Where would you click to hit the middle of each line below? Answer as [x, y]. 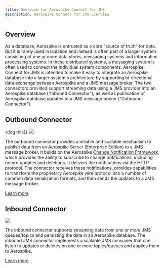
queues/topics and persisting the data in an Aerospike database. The [75, 235]
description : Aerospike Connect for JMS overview [57, 14]
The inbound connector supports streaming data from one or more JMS [78, 230]
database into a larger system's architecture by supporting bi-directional [79, 78]
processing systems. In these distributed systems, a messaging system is [80, 62]
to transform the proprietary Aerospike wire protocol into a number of [76, 173]
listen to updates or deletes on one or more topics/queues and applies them [82, 246]
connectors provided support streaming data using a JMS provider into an [81, 88]
